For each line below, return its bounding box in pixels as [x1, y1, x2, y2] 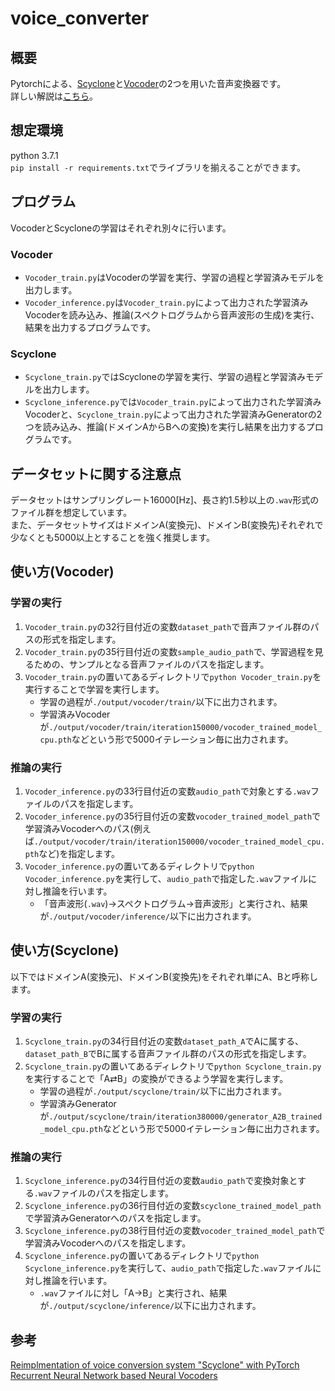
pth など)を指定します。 [24, 848, 120, 860]
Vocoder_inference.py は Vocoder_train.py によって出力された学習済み [24, 296, 309, 308]
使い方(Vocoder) [10, 563, 115, 581]
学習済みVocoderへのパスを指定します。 [24, 1237, 192, 1249]
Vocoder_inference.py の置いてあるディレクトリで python [24, 860, 255, 872]
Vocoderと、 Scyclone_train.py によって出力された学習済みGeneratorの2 [24, 408, 323, 421]
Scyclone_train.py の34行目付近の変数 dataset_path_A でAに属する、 [24, 1035, 305, 1047]
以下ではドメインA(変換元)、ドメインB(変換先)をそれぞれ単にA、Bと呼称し [10, 970, 319, 982]
